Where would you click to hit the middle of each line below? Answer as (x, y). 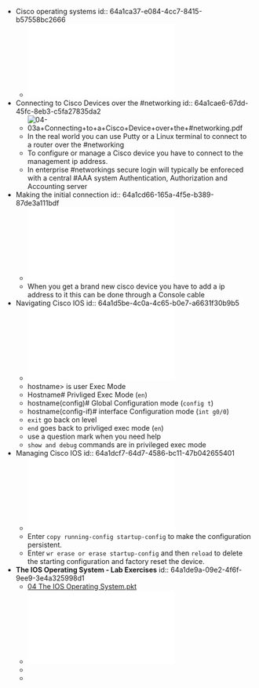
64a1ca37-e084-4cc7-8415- (156, 11)
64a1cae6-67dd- (221, 103)
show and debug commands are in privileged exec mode (117, 445)
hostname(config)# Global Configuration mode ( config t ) (120, 403)
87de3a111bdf (37, 203)
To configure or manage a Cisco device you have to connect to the (135, 153)
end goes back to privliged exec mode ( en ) (95, 428)
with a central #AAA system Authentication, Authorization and (127, 178)
